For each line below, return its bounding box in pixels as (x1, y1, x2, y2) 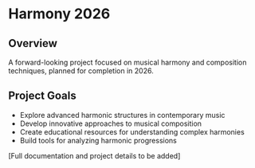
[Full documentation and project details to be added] (8, 150, 181, 160)
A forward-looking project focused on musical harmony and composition (8, 57, 247, 67)
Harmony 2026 (8, 5, 111, 23)
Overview (8, 37, 58, 50)
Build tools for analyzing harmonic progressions (19, 135, 177, 145)
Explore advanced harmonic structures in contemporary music (19, 110, 226, 119)
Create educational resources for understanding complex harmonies (19, 127, 245, 136)
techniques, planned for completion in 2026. (8, 66, 154, 76)
